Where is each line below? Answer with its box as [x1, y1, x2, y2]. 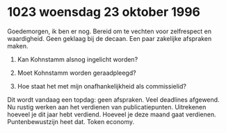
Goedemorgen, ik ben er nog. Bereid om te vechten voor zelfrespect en [7, 27, 212, 35]
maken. [7, 42, 29, 50]
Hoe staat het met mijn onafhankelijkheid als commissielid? [17, 82, 186, 90]
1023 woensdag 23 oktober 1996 [7, 4, 200, 20]
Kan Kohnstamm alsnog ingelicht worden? [17, 55, 138, 63]
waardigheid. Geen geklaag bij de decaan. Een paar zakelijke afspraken [7, 34, 212, 42]
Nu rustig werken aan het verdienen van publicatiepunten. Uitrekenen [7, 103, 207, 111]
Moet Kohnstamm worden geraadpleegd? [17, 69, 137, 77]
